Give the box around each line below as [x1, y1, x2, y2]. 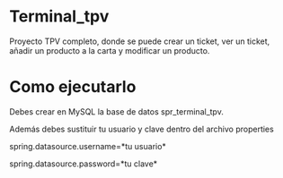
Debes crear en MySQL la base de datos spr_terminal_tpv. [9, 106, 225, 117]
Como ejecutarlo [9, 77, 137, 97]
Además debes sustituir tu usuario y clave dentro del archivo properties [9, 123, 274, 134]
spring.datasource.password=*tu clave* [9, 158, 158, 169]
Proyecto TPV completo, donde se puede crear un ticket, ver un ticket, [9, 36, 270, 47]
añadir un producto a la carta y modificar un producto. [9, 45, 210, 55]
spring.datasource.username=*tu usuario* [9, 140, 166, 151]
